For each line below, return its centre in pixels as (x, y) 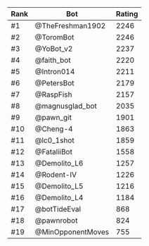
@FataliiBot (53, 152)
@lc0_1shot (55, 140)
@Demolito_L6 (59, 163)
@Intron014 (55, 72)
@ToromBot (54, 37)
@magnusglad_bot (66, 106)
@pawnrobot (56, 220)
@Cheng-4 (54, 129)
